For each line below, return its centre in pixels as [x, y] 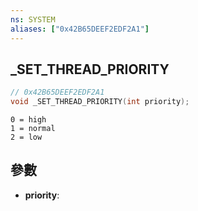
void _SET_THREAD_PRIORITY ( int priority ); [100, 102]
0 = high [28, 120]
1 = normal [33, 129]
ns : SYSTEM [33, 19]
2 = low [26, 137]
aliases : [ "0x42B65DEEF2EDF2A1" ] [80, 29]
